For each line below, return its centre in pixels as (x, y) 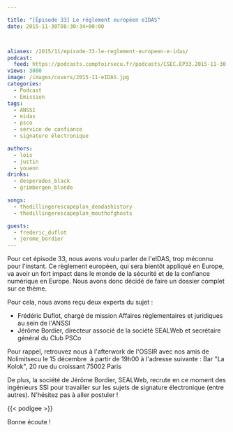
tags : (15, 103)
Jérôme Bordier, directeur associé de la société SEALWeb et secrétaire (119, 330)
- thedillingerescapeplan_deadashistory (73, 207)
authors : (20, 148)
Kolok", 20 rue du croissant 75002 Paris (65, 367)
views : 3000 (24, 71)
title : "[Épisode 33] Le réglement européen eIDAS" (84, 20)
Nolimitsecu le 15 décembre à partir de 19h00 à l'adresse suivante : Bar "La (116, 359)
